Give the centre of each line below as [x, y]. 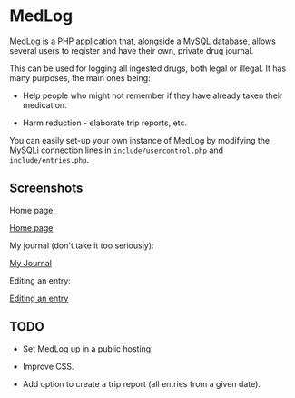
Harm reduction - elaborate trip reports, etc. [105, 123]
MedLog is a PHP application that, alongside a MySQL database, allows [143, 41]
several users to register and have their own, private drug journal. [132, 50]
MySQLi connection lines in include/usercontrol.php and [117, 150]
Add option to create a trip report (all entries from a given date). [142, 383]
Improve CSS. [48, 366]
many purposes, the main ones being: [80, 77]
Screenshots [46, 189]
